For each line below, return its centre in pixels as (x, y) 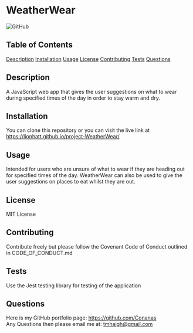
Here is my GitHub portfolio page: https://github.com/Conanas (81, 318)
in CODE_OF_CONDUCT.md (39, 253)
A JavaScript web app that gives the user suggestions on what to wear (92, 91)
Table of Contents (40, 45)
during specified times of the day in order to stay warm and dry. (83, 98)
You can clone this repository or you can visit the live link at (78, 130)
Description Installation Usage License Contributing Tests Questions (89, 59)
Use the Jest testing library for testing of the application (74, 286)
